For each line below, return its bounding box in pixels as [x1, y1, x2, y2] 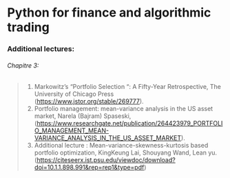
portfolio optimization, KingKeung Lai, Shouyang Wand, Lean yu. [34, 148, 218, 157]
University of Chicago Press [34, 90, 114, 98]
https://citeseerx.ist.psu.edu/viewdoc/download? [36, 156, 176, 164]
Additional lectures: [7, 44, 74, 54]
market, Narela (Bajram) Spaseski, [34, 112, 132, 120]
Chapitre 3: [7, 61, 39, 70]
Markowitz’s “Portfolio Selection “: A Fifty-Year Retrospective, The [34, 83, 222, 91]
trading [7, 19, 50, 35]
